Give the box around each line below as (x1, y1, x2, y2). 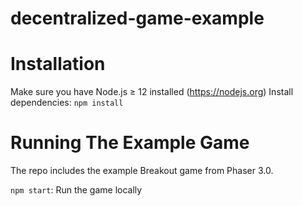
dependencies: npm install (10, 97, 124, 109)
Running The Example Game (10, 132, 250, 154)
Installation (10, 53, 106, 76)
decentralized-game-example (10, 7, 265, 30)
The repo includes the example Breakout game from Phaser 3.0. (10, 165, 274, 177)
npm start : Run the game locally (10, 184, 143, 196)
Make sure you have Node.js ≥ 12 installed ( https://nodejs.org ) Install (10, 86, 294, 98)
